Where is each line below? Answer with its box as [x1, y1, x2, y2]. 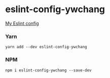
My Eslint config [5, 20, 39, 26]
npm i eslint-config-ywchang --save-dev [5, 67, 92, 73]
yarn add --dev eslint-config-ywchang [5, 45, 87, 50]
